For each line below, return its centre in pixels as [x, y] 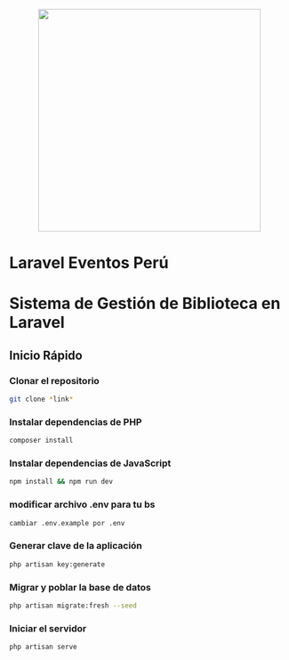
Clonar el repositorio [54, 380]
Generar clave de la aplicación [76, 546]
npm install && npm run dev [61, 482]
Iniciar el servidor [48, 628]
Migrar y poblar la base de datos [80, 587]
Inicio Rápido [46, 355]
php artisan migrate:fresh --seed [73, 606]
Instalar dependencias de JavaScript [90, 463]
